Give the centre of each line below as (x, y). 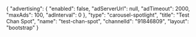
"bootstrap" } (22, 27)
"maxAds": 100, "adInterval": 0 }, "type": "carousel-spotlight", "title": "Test (98, 15)
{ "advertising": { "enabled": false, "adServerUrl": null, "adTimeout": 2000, (98, 9)
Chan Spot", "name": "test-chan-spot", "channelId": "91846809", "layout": (98, 21)
